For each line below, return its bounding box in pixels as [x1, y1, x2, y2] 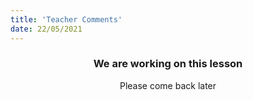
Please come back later [119, 79, 217, 91]
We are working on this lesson [93, 57, 243, 71]
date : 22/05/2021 [10, 24, 83, 34]
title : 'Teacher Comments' [10, 14, 123, 25]
